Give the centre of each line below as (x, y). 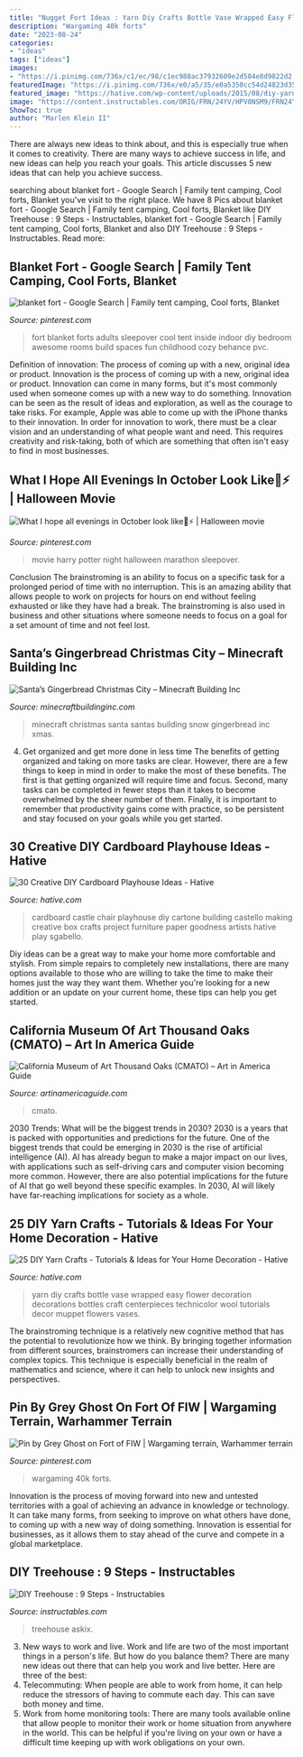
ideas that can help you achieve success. (86, 173)
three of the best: (55, 1675)
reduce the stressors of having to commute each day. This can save (148, 1694)
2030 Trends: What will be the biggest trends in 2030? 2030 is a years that (149, 1128)
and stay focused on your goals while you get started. (122, 818)
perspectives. (35, 1379)
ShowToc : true (36, 110)
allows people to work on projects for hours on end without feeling (133, 596)
